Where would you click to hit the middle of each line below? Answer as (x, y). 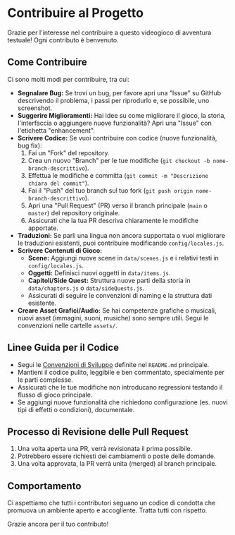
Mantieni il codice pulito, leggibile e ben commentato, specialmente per (121, 372)
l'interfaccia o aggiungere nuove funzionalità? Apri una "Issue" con (115, 123)
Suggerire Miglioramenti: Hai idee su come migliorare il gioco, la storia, (122, 115)
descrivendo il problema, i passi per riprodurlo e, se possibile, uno (113, 100)
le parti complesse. (45, 380)
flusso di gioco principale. (55, 395)
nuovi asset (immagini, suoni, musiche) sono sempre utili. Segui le (113, 318)
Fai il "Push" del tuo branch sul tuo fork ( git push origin (110, 190)
